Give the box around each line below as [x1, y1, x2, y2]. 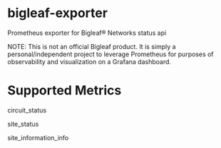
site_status [7, 120, 39, 128]
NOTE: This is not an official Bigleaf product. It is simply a [7, 42, 176, 51]
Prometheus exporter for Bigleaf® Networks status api [7, 28, 167, 37]
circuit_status [7, 105, 47, 115]
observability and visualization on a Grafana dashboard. [7, 57, 172, 65]
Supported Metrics [7, 83, 122, 99]
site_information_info [7, 133, 69, 142]
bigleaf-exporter [7, 5, 108, 21]
